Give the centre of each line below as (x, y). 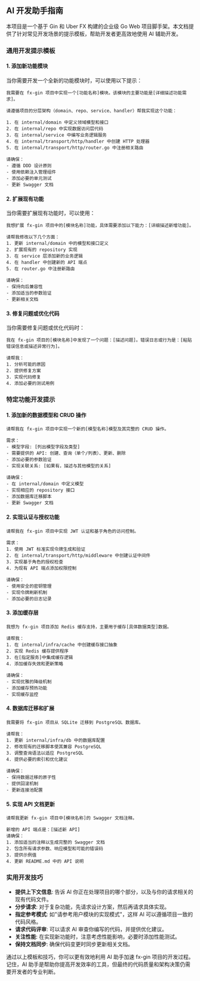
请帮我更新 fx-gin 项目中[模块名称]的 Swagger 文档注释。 (72, 818)
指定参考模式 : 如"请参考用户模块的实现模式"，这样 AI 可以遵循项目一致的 (104, 914)
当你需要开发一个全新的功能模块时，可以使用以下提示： (74, 80)
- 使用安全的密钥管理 (29, 586)
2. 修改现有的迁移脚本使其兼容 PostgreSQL (54, 747)
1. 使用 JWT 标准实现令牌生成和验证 (46, 549)
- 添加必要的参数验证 (29, 460)
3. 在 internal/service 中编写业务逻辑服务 (57, 135)
